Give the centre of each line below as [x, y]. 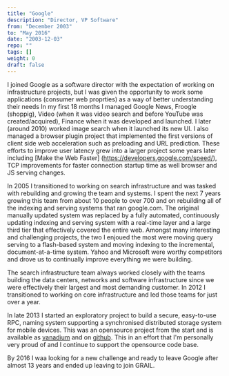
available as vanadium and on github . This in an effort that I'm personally [110, 337]
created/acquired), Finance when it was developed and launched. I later [109, 121]
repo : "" [20, 46]
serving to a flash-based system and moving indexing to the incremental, [111, 244]
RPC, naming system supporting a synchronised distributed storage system [114, 322]
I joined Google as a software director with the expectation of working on [111, 84]
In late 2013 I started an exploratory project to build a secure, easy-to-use [112, 315]
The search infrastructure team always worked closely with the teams [106, 273]
